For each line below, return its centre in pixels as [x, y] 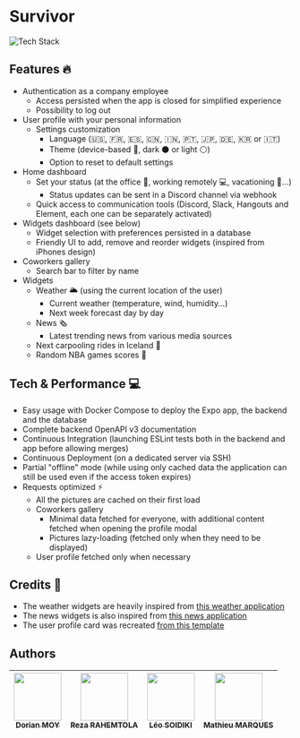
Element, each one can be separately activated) [124, 213]
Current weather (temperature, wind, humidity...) [138, 303]
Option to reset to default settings [111, 162]
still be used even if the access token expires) [107, 476]
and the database [55, 419]
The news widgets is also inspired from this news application [135, 616]
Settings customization [78, 129]
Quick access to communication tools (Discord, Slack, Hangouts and [162, 204]
